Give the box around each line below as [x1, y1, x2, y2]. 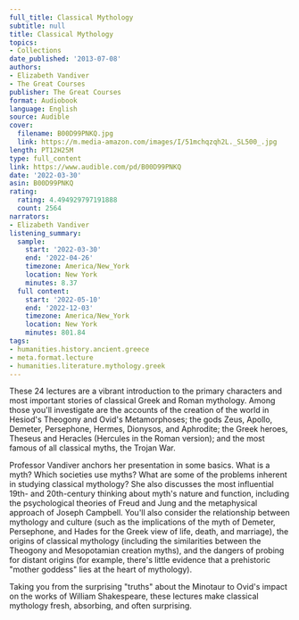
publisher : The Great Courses [9, 87, 122, 96]
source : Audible [9, 112, 70, 121]
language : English [9, 104, 78, 113]
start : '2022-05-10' [25, 295, 102, 304]
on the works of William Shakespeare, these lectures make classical [9, 591, 259, 602]
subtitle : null [9, 21, 66, 30]
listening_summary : [9, 228, 82, 237]
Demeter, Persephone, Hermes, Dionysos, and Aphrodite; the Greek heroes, [9, 424, 288, 434]
